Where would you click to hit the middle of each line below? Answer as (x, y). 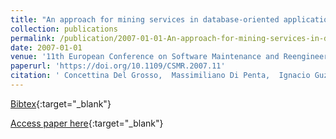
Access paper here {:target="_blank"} (87, 123)
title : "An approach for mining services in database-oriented (145, 19)
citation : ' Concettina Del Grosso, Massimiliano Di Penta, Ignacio (160, 76)
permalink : (33, 38)
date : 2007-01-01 (46, 47)
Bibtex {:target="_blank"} (61, 103)
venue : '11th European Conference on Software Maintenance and (145, 57)
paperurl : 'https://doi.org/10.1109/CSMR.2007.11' (118, 66)
